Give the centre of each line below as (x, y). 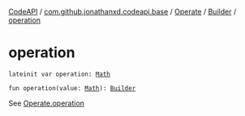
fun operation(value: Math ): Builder (72, 88)
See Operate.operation (47, 103)
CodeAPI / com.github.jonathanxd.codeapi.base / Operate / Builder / (122, 12)
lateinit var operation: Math (60, 74)
